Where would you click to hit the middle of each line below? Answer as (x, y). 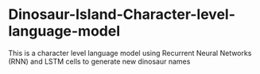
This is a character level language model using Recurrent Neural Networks (130, 53)
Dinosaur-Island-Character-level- (122, 15)
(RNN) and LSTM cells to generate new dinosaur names (99, 61)
